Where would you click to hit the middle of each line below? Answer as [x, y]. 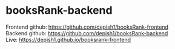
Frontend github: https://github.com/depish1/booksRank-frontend [87, 27]
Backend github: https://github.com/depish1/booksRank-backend [87, 33]
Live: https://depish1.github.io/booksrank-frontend [68, 39]
